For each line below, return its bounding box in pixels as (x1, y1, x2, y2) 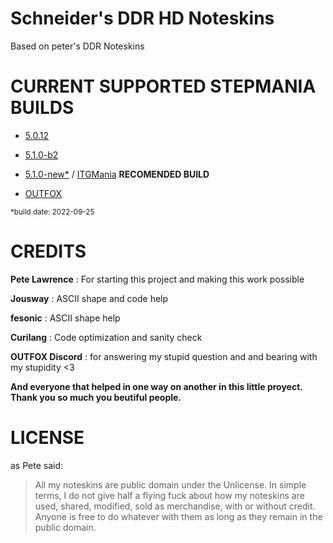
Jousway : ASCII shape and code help (10, 292, 169, 304)
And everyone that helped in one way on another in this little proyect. (10, 380, 303, 392)
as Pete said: (10, 459, 64, 471)
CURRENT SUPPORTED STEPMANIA (10, 75, 317, 98)
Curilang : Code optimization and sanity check (10, 331, 203, 343)
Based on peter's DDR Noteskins (10, 40, 145, 52)
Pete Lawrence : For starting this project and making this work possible (10, 273, 305, 285)
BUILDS (10, 97, 75, 119)
